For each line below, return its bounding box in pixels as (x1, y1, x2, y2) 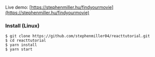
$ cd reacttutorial (5, 38, 46, 43)
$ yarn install (5, 42, 37, 47)
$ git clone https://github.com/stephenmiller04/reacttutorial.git (5, 34, 150, 39)
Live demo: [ (5, 5, 31, 10)
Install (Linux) (5, 22, 40, 29)
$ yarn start (5, 47, 33, 52)
